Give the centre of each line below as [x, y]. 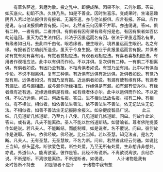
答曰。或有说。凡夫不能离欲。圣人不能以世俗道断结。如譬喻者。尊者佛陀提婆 [81, 122]
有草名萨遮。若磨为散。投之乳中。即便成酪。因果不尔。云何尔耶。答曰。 [86, 7]
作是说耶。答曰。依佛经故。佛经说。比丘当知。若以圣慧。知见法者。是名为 [79, 134]
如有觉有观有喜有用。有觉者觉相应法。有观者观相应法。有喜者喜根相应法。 [79, 55]
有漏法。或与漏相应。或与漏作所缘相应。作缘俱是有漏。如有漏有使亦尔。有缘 [81, 86]
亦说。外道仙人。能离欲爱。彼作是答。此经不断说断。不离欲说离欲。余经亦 [79, 152]
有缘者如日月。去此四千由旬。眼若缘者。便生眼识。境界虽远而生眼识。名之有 [81, 43]
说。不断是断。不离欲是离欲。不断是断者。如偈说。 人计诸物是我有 [76, 158]
